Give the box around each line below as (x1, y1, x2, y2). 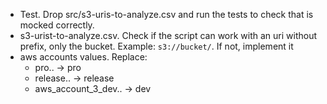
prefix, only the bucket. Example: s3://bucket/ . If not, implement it (19, 40, 294, 52)
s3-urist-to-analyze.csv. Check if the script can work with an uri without (19, 30, 318, 41)
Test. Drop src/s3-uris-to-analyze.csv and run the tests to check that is (19, 9, 314, 20)
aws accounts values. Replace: (19, 51, 148, 63)
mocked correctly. (19, 19, 95, 31)
